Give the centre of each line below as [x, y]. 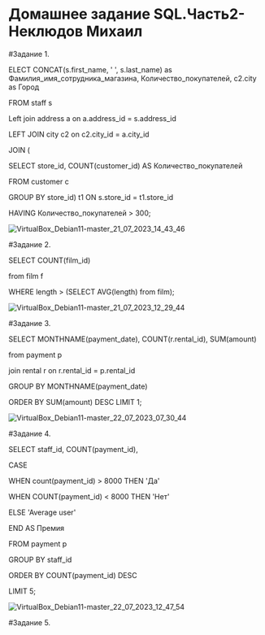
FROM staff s [30, 102]
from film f [26, 276]
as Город [24, 87]
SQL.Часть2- [199, 14]
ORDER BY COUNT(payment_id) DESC [73, 575]
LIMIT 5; [22, 591]
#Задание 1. [29, 54]
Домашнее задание [79, 14]
